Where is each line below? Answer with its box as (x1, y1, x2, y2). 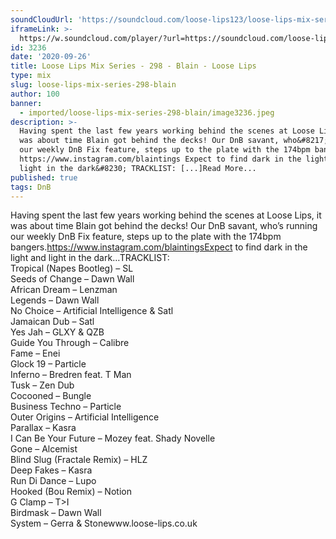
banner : (10, 98, 43, 108)
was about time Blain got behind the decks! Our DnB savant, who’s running (10, 220, 318, 232)
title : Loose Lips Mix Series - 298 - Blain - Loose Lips (10, 61, 257, 71)
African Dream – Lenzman (10, 284, 118, 296)
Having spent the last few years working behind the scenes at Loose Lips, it (10, 209, 322, 221)
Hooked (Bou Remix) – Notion (10, 486, 132, 498)
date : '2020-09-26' (10, 52, 92, 62)
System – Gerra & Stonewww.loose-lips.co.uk (10, 517, 198, 530)
